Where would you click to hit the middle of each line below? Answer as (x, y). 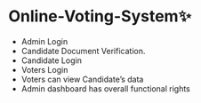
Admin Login (44, 41)
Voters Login (44, 69)
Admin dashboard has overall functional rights (105, 88)
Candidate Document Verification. (83, 51)
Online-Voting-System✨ (100, 16)
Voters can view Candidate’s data (82, 79)
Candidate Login (51, 60)
